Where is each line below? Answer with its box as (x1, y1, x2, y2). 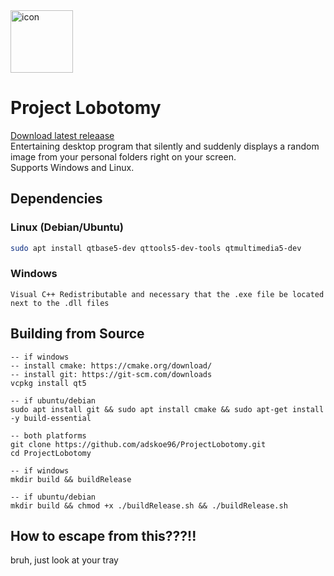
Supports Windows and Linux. (10, 161, 135, 173)
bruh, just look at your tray (10, 554, 119, 566)
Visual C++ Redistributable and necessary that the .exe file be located (10, 289, 325, 299)
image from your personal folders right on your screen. (10, 150, 237, 163)
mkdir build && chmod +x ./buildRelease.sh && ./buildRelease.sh (10, 500, 288, 511)
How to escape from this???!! (10, 528, 197, 544)
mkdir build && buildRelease (10, 474, 132, 484)
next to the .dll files (10, 298, 110, 308)
